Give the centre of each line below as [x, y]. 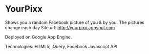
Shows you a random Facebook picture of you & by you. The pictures [75, 22]
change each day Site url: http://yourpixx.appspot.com [60, 27]
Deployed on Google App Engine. [39, 37]
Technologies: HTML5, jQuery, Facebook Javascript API [61, 46]
